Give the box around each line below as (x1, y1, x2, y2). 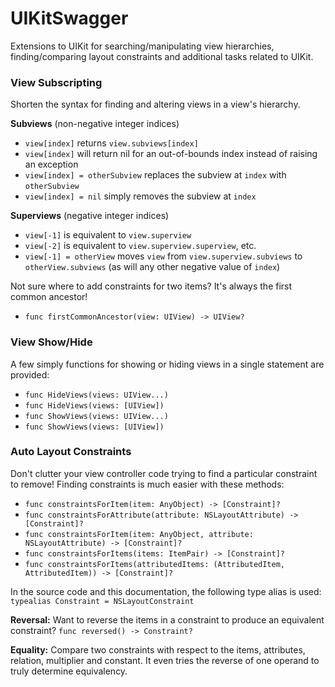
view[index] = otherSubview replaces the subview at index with (24, 169, 287, 181)
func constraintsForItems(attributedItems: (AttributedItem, (24, 559, 286, 569)
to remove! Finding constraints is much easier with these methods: (10, 478, 285, 490)
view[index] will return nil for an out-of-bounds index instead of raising (24, 148, 318, 160)
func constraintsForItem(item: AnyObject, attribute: (24, 529, 254, 539)
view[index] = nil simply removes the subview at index (24, 190, 257, 202)
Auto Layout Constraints (10, 445, 132, 459)
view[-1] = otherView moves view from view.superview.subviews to (24, 250, 303, 262)
